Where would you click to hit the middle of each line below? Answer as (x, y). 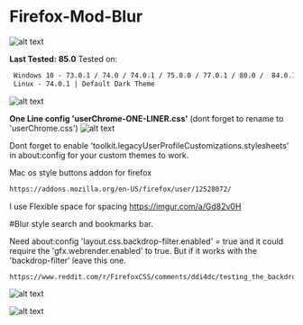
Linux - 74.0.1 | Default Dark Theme (84, 84)
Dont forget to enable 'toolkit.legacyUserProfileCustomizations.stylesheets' (149, 145)
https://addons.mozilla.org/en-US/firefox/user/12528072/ (120, 189)
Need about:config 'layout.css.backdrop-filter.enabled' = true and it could (147, 241)
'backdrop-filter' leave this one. (68, 260)
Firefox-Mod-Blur (76, 17)
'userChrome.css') (44, 128)
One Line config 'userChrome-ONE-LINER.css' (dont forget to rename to (147, 118)
